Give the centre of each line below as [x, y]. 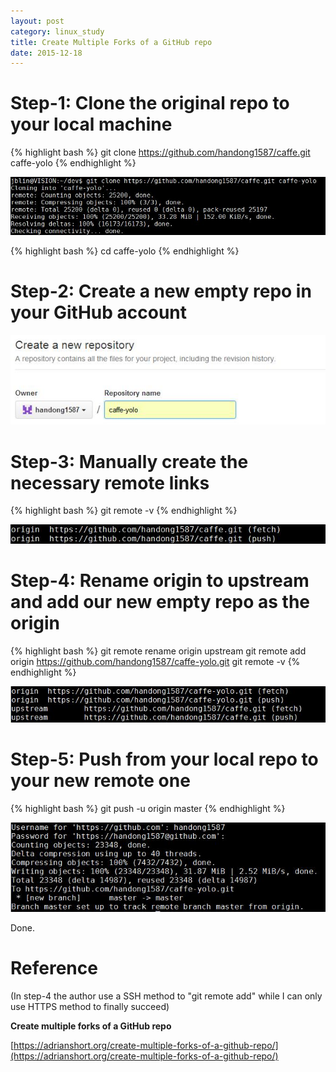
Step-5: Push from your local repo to [164, 759]
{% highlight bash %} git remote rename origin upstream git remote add [158, 651]
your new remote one [100, 780]
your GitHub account [99, 312]
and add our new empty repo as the [160, 602]
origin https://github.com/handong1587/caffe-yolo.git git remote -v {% [155, 662]
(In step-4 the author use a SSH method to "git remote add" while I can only [166, 996]
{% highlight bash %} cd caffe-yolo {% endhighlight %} [125, 251]
